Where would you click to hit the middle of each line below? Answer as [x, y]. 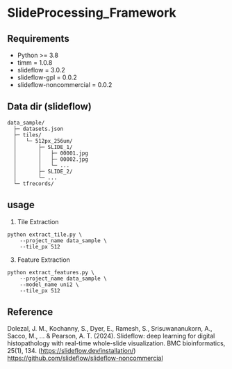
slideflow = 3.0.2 [41, 70]
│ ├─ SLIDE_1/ [43, 147]
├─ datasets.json [39, 129]
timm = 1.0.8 [35, 63]
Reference [30, 312]
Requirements [38, 39]
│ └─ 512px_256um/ [43, 141]
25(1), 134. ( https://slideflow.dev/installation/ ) [72, 351]
